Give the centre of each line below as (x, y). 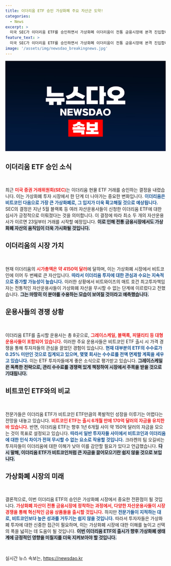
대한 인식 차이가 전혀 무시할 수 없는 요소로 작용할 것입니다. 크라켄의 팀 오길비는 (88, 440)
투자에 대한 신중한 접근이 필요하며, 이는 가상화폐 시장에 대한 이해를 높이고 (83, 525)
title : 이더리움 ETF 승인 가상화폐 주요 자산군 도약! (54, 11)
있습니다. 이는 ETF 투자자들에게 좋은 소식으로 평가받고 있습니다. (74, 361)
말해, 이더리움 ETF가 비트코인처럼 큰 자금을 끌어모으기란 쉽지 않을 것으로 (81, 452)
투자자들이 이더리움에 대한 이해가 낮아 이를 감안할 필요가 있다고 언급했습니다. (81, 446)
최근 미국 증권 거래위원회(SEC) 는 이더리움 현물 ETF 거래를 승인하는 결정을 (78, 190)
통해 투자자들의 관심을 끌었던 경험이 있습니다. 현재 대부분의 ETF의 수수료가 (88, 348)
